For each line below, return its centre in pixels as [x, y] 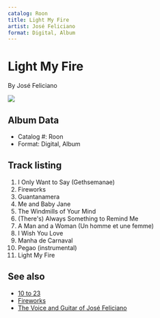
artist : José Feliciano [42, 26]
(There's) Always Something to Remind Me [78, 218]
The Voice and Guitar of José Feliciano [72, 308]
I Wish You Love [40, 233]
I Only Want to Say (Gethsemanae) [66, 182]
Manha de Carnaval [45, 240]
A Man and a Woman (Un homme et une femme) [86, 226]
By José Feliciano [32, 86]
